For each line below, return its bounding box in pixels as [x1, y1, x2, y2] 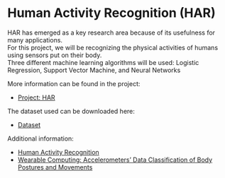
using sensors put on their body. [7, 51, 102, 59]
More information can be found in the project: [7, 79, 141, 88]
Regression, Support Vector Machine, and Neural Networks [7, 66, 181, 74]
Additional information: [7, 134, 75, 143]
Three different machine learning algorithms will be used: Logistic [7, 58, 199, 66]
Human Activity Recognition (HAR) [7, 5, 216, 21]
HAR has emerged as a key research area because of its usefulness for [7, 28, 215, 37]
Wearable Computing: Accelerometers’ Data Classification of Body [17, 155, 213, 164]
